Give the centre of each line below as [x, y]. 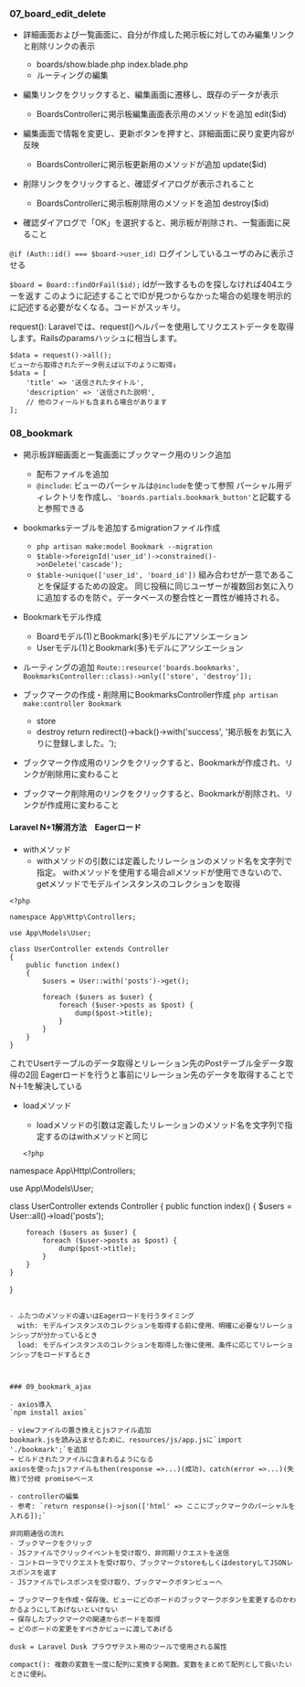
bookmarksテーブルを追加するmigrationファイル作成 [121, 528]
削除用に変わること [83, 774]
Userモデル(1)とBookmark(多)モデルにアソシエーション [140, 647]
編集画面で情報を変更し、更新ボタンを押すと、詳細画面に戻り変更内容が [158, 133]
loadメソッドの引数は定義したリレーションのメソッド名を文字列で [160, 1125]
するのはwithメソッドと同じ [96, 1136]
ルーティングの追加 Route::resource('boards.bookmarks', [131, 667]
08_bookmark [41, 433]
